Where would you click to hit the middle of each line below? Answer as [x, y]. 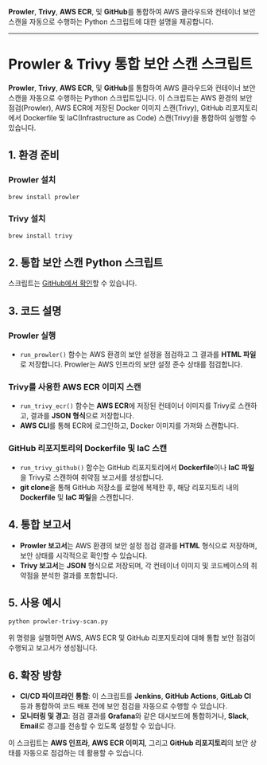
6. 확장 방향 [35, 675]
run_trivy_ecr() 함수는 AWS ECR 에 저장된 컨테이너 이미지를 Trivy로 [128, 406]
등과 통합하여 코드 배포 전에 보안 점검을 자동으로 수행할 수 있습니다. [124, 706]
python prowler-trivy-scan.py [58, 622]
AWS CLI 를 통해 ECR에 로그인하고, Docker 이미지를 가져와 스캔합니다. [129, 426]
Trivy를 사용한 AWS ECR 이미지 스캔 [75, 387]
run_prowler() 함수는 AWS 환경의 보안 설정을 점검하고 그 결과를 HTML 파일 [138, 355]
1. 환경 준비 [34, 155]
